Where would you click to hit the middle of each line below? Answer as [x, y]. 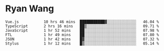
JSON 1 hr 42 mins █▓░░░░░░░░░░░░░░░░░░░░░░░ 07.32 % [82, 39]
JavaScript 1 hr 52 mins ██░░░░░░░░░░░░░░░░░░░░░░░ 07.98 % [82, 30]
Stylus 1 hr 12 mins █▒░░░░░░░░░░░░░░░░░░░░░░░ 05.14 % [82, 43]
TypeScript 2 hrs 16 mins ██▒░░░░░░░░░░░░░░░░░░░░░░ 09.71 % [82, 26]
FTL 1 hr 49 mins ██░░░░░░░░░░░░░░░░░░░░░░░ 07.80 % [82, 35]
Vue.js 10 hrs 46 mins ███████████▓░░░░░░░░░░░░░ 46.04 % [82, 22]
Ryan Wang [30, 9]
